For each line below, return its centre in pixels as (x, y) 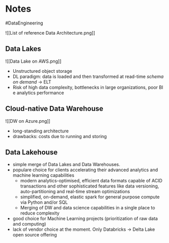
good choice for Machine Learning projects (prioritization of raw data (85, 219)
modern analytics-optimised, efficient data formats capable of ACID (91, 181)
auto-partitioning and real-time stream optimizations (75, 192)
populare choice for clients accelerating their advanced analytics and (85, 170)
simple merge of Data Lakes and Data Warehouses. (66, 165)
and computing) (29, 224)
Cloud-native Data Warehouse (54, 109)
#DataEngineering (24, 23)
